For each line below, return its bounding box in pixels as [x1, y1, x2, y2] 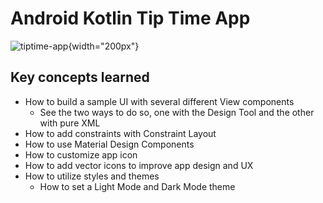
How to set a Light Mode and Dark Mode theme [39, 180, 236, 192]
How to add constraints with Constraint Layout [24, 127, 217, 139]
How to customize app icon [24, 148, 138, 161]
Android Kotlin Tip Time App [10, 7, 251, 30]
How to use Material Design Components [24, 138, 195, 150]
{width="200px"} [68, 40, 140, 52]
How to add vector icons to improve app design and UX [24, 159, 254, 171]
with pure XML [39, 117, 101, 129]
